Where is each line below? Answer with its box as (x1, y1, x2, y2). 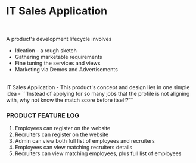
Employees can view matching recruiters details (14, 144, 133, 151)
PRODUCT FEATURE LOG (6, 111, 80, 120)
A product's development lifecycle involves (6, 35, 112, 42)
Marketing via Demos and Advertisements (14, 65, 118, 73)
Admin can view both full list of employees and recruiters (14, 137, 155, 145)
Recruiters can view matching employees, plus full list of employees (14, 150, 182, 157)
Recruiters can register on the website (14, 131, 109, 138)
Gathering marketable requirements (14, 53, 102, 60)
